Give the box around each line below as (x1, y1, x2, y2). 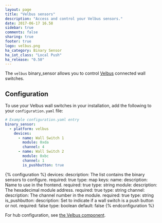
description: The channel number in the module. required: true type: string (5, 192, 154, 198)
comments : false (5, 30, 38, 35)
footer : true (5, 39, 32, 44)
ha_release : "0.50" (5, 57, 45, 62)
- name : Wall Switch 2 (18, 149, 64, 154)
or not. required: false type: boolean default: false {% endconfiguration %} (5, 203, 155, 208)
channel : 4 (22, 144, 45, 149)
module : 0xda (22, 140, 49, 145)
